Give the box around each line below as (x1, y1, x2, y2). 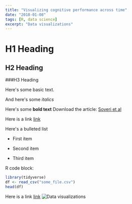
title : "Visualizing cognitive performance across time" (5, 7, 127, 13)
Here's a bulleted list (5, 126, 48, 132)
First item (12, 136, 32, 142)
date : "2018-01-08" (5, 12, 46, 17)
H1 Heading (5, 44, 54, 55)
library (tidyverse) (5, 175, 46, 180)
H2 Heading (5, 63, 43, 72)
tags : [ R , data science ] (5, 17, 57, 22)
